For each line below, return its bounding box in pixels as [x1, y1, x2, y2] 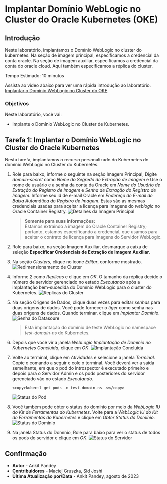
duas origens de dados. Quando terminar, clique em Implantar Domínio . [12, 310, 160, 316]
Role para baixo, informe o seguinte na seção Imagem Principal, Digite [12, 171, 157, 177]
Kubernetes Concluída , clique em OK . [12, 345, 90, 351]
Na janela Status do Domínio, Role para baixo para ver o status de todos [12, 430, 161, 436]
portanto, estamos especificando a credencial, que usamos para [24, 229, 158, 235]
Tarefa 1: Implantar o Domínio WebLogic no [5, 136, 141, 144]
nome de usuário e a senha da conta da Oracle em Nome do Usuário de [12, 182, 161, 188]
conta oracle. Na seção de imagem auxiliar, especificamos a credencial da [5, 58, 158, 63]
